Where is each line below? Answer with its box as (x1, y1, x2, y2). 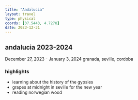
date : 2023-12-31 (5, 25, 40, 30)
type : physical (5, 16, 36, 21)
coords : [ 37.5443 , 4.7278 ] (5, 20, 60, 26)
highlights (5, 68, 30, 75)
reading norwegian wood (12, 89, 62, 95)
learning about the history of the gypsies (12, 79, 93, 85)
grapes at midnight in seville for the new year (12, 84, 103, 90)
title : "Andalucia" (5, 7, 45, 12)
